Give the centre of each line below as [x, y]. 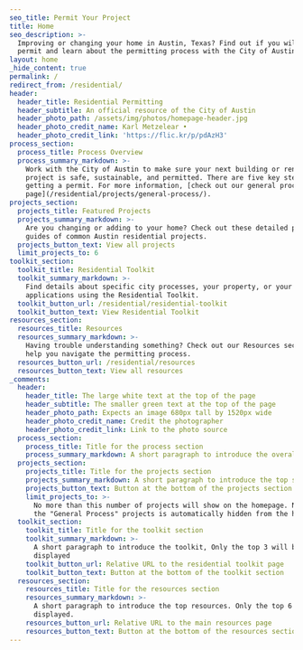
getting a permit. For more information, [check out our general [151, 186]
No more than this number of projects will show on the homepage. [161, 505]
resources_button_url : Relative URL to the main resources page [149, 623]
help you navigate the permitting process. [109, 353]
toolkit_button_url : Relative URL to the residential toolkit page [155, 564]
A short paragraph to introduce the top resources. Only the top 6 [163, 607]
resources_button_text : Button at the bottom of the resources [147, 631]
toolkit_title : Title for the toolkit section [115, 531]
